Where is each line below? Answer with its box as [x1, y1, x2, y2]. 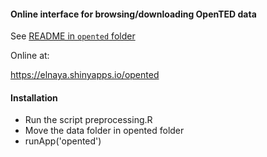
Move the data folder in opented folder [24, 125, 185, 137]
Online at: [10, 50, 50, 62]
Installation [10, 91, 58, 104]
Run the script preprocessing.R [24, 114, 153, 126]
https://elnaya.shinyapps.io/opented [10, 69, 160, 81]
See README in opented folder [10, 30, 136, 42]
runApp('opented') [24, 135, 102, 147]
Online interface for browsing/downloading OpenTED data [10, 8, 257, 20]
